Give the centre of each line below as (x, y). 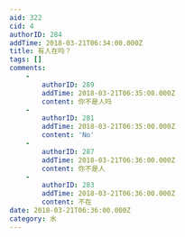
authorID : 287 (68, 151)
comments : (28, 68)
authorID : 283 (68, 186)
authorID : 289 (68, 85)
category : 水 (33, 219)
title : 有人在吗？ (41, 51)
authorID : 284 (36, 34)
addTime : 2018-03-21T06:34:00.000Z (76, 43)
